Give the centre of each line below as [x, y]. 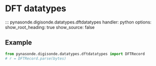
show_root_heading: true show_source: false [50, 27]
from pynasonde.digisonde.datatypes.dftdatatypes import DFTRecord [75, 54]
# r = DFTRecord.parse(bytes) [36, 58]
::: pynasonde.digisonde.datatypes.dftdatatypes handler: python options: [78, 22]
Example [19, 43]
